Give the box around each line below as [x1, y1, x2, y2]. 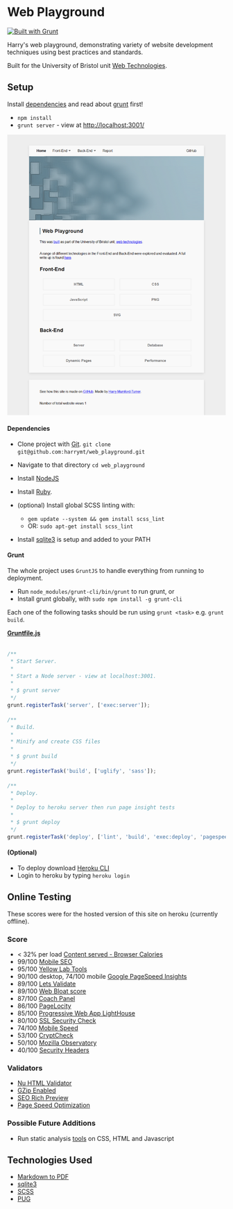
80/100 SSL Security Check [17, 1017, 96, 1024]
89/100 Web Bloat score [17, 987, 87, 995]
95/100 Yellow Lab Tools [17, 965, 87, 973]
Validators [7, 1063, 43, 1072]
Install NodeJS [17, 474, 60, 482]
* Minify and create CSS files [10, 738, 101, 746]
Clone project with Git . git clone [17, 440, 111, 448]
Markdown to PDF [17, 1173, 69, 1181]
